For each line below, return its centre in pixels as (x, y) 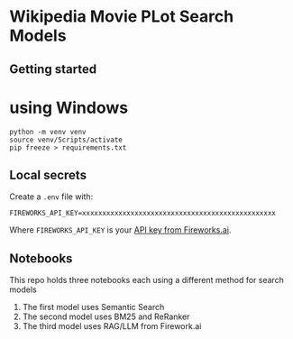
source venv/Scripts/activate (66, 140)
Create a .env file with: (51, 197)
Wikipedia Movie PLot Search (122, 17)
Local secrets (48, 174)
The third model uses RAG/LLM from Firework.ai (112, 326)
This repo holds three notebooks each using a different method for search (146, 280)
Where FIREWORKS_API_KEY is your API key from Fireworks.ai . (120, 230)
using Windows (69, 108)
